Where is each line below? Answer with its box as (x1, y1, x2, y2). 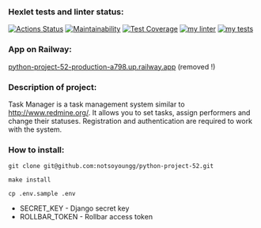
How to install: (8, 144, 65, 155)
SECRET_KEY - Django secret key (19, 204, 130, 213)
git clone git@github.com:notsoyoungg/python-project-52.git (8, 163, 214, 170)
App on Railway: (8, 44, 73, 55)
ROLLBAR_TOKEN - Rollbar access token (19, 212, 153, 222)
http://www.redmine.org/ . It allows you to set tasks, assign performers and (8, 107, 251, 117)
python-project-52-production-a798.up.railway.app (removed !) (8, 62, 216, 71)
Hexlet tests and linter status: (8, 6, 124, 17)
